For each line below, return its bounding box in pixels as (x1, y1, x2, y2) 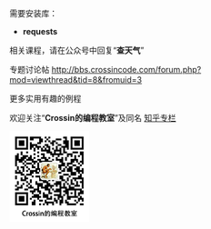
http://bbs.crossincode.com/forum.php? (51, 65, 202, 75)
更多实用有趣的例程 (9, 94, 82, 104)
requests (22, 26, 58, 36)
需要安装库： (9, 8, 57, 18)
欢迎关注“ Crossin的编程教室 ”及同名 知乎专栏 (9, 113, 176, 123)
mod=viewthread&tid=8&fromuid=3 (9, 75, 143, 85)
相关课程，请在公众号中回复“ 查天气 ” (9, 45, 145, 55)
